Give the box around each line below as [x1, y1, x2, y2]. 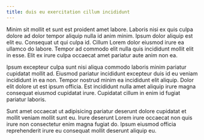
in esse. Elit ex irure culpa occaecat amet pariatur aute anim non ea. [6, 51, 178, 58]
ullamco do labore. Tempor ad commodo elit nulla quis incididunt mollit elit [6, 45, 194, 52]
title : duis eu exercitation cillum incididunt [6, 9, 130, 15]
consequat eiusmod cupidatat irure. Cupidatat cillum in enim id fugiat [6, 89, 181, 96]
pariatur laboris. [6, 96, 47, 103]
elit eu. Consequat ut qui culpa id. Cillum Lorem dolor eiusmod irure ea [6, 38, 184, 46]
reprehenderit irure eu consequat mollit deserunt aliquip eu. [6, 127, 157, 134]
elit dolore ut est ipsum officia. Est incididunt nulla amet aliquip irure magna [6, 83, 196, 90]
